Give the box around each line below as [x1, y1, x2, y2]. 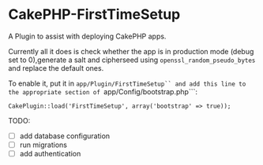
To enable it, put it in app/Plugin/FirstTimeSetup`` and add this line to [8, 79, 246, 88]
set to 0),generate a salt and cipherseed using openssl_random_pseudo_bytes [8, 55, 256, 64]
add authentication [19, 149, 81, 159]
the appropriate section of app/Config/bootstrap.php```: [8, 86, 197, 96]
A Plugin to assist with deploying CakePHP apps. [8, 31, 167, 41]
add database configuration [19, 131, 111, 141]
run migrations [19, 140, 67, 149]
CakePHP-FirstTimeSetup [8, 5, 181, 24]
